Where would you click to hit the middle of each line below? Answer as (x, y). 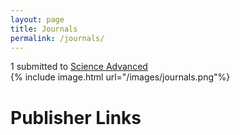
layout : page (37, 19)
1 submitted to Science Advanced (79, 67)
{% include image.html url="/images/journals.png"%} (120, 77)
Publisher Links (76, 117)
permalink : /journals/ (57, 38)
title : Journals (44, 29)
